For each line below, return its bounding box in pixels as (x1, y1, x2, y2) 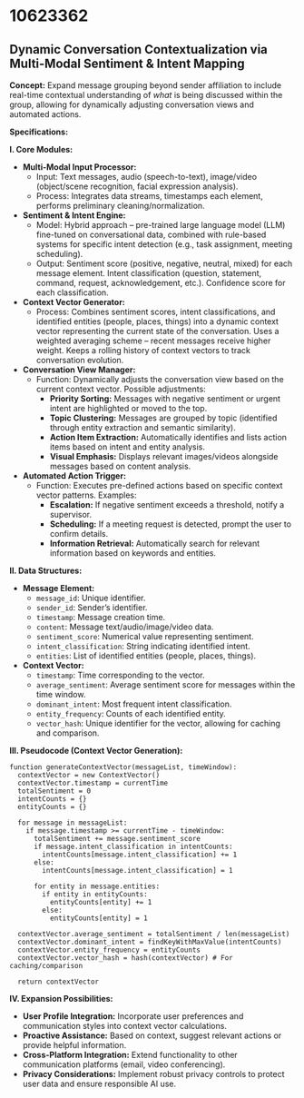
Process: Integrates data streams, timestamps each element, (35, 191, 263, 201)
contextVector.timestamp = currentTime (17, 778, 169, 787)
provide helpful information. (22, 1040, 127, 1050)
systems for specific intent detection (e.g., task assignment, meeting (35, 239, 293, 250)
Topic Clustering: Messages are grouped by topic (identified (49, 412, 278, 423)
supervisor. (49, 509, 93, 519)
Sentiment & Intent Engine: (22, 210, 126, 221)
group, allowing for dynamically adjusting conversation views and (9, 99, 254, 110)
